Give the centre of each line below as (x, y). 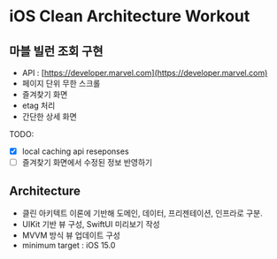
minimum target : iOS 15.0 (69, 245)
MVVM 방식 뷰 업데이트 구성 (71, 235)
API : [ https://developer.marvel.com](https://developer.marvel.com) (145, 73)
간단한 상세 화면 (49, 116)
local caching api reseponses (76, 151)
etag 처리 (38, 105)
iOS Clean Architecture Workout (130, 16)
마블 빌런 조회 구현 (56, 51)
